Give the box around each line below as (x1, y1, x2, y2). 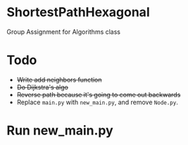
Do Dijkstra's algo (16, 82, 68, 92)
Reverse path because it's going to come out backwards (16, 90, 181, 99)
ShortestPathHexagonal (6, 4, 150, 20)
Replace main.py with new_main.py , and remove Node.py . (16, 98, 179, 106)
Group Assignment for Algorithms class (6, 27, 121, 36)
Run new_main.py (6, 122, 113, 139)
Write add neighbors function (16, 75, 103, 84)
